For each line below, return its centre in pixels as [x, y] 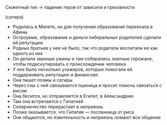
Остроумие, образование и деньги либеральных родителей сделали [87, 37]
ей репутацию [28, 43]
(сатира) [14, 17]
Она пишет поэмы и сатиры [42, 80]
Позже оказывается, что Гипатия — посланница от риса [73, 112]
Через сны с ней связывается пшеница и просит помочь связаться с [87, 85]
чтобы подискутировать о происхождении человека [69, 64]
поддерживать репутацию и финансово [55, 75]
